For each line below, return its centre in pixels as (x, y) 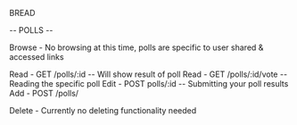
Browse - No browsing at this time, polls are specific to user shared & (136, 47)
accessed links (37, 57)
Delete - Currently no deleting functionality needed (103, 110)
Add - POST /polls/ (44, 93)
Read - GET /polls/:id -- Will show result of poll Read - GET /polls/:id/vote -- (148, 74)
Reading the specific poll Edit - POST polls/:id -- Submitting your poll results (149, 83)
